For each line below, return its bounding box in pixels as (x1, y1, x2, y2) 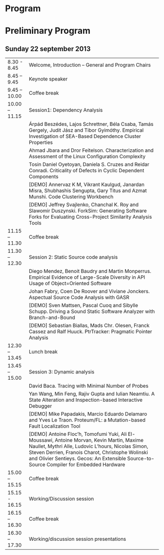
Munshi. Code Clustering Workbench (29, 193, 114, 200)
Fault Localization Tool (29, 423, 81, 430)
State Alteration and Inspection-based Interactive (29, 396, 143, 403)
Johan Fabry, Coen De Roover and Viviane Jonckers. (29, 288, 150, 295)
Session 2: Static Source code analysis (29, 254, 118, 261)
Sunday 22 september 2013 (5, 44, 91, 53)
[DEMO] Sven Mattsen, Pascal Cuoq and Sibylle (29, 302, 138, 309)
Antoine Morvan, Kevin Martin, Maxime (55, 437, 144, 444)
